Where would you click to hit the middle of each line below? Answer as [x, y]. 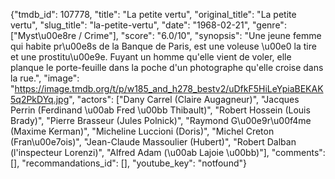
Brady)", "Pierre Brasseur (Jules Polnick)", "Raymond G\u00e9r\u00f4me [161, 120]
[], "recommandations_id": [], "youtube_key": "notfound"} [128, 163]
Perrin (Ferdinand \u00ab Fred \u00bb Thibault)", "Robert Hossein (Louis [160, 110]
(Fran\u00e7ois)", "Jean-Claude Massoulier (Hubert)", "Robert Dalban [153, 142]
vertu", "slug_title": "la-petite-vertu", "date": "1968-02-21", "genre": [148, 25]
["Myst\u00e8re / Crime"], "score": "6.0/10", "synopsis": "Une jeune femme [166, 35]
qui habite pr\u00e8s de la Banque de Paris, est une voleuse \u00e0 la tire [163, 46]
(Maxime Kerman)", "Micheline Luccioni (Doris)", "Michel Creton [142, 131]
